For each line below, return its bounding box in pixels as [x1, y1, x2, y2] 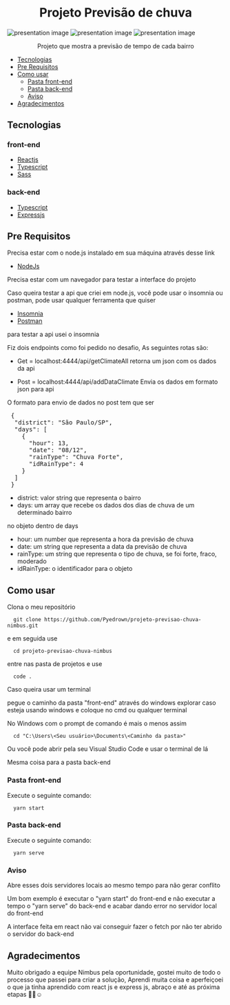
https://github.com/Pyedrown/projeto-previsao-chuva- [43, 616, 202, 623]
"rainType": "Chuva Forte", [28, 453, 124, 461]
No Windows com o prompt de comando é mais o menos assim [7, 719, 187, 728]
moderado [17, 557, 47, 565]
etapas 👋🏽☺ [7, 990, 43, 998]
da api [17, 364, 35, 373]
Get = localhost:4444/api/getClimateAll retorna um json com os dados [17, 357, 217, 365]
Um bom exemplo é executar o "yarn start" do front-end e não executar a [7, 895, 216, 903]
